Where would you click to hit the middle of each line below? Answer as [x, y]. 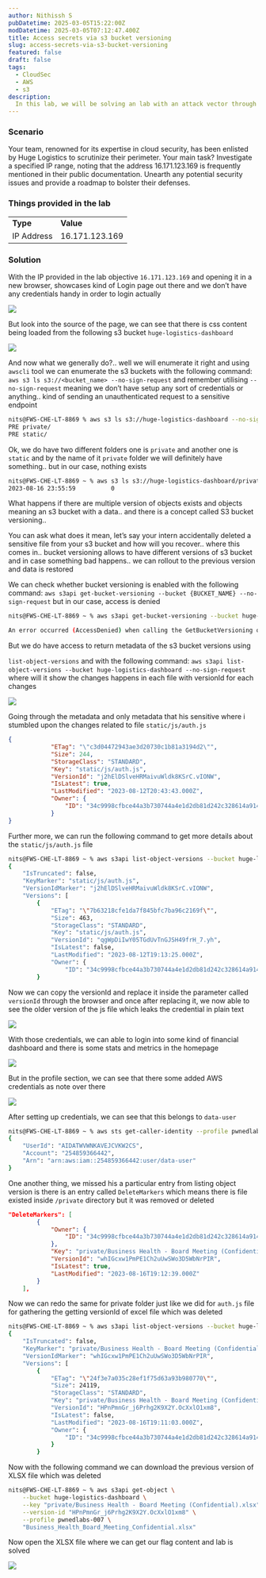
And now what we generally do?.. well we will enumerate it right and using [129, 363]
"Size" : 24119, [76, 1386]
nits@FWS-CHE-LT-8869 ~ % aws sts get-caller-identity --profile [118, 1131]
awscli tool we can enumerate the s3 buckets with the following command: [130, 371]
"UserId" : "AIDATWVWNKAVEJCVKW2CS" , [83, 1146]
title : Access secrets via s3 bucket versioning [90, 38]
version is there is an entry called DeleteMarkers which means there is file [128, 1191]
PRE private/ [30, 427]
